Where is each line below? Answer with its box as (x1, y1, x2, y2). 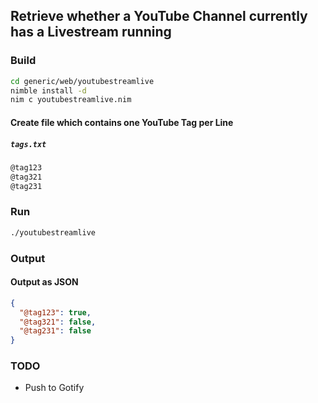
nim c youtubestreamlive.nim (10, 95, 132, 105)
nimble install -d (10, 85, 87, 96)
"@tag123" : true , (19, 307, 92, 318)
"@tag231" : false (19, 326, 92, 336)
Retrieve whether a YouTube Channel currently (10, 8, 308, 25)
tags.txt (10, 139, 47, 149)
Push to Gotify (24, 382, 85, 394)
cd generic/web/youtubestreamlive (10, 76, 155, 86)
